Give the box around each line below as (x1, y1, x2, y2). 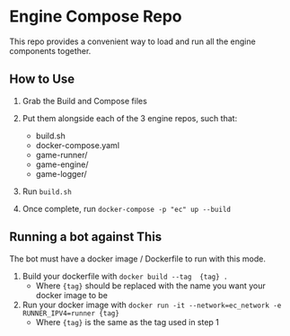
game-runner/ (35, 149, 88, 160)
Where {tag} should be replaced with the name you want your (35, 280, 267, 291)
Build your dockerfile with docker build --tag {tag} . (22, 270, 228, 281)
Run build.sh (22, 186, 72, 197)
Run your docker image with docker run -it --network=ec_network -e (22, 299, 282, 310)
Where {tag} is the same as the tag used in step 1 (35, 316, 220, 327)
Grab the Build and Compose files (22, 95, 148, 106)
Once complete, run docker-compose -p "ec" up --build (22, 203, 232, 214)
